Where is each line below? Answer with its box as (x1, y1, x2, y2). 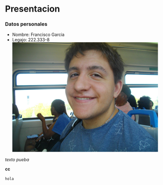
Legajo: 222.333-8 (12, 37, 50, 43)
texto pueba (5, 156, 30, 162)
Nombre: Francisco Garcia (12, 32, 65, 37)
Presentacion (5, 3, 60, 15)
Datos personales (5, 21, 48, 28)
